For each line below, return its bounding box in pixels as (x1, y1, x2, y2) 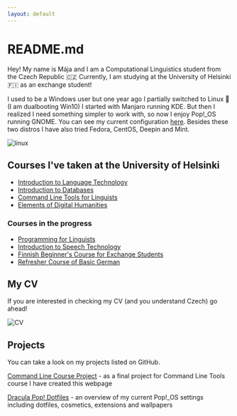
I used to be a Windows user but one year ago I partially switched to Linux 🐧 (7, 94, 230, 103)
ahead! (7, 304, 28, 313)
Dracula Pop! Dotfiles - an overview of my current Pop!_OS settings (7, 393, 204, 402)
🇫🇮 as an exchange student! (7, 80, 92, 89)
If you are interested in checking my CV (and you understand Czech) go (7, 297, 218, 306)
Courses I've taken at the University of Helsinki (7, 159, 220, 171)
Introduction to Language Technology (17, 178, 128, 187)
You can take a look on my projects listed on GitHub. (7, 358, 161, 367)
